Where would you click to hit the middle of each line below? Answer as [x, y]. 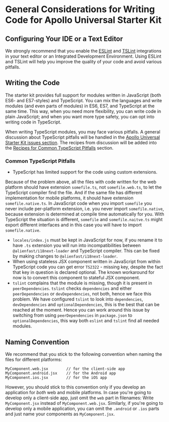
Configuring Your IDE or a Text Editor [64, 39]
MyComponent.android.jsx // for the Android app [61, 373]
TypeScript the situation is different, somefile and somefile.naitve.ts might [84, 220]
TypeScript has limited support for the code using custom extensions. [85, 172]
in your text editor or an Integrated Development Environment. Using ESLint [83, 56]
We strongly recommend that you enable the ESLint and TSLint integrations [83, 51]
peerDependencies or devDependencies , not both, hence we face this [82, 294]
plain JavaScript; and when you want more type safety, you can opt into [80, 116]
